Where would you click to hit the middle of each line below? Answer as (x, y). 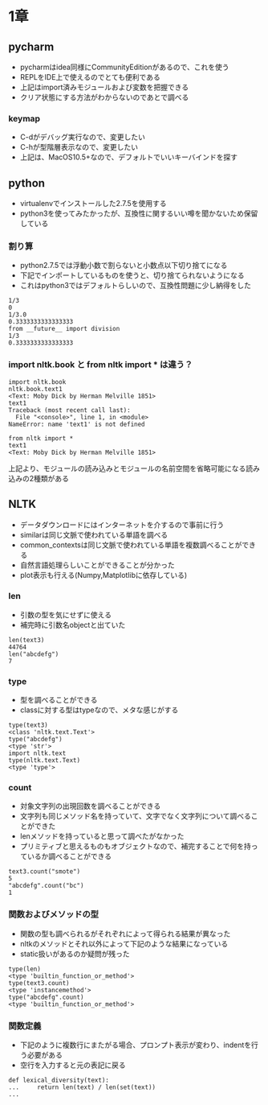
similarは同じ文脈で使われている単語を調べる (94, 534)
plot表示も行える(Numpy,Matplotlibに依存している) (104, 575)
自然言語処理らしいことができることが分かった (97, 565)
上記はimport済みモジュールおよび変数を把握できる (104, 87)
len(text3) (26, 640)
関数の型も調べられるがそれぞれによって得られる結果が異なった (125, 934)
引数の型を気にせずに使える (66, 614)
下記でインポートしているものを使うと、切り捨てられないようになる (132, 275)
